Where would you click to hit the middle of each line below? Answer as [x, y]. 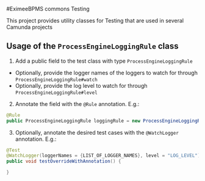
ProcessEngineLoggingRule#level [56, 93]
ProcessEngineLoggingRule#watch [56, 80]
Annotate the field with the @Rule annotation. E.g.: [77, 104]
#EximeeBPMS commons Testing [48, 9]
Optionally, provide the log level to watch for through [81, 85]
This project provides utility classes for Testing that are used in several [95, 20]
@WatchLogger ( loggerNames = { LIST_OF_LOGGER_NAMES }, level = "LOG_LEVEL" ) [103, 156]
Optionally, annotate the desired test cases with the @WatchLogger [97, 132]
